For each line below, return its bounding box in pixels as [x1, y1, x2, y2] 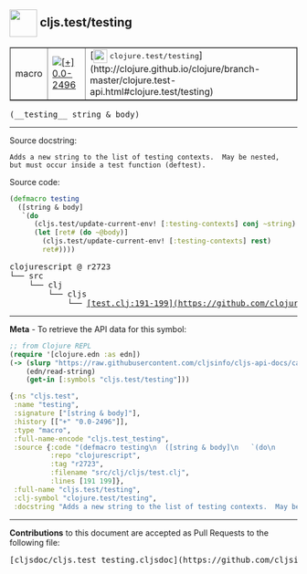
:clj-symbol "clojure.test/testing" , [13, 494, 157, 503]
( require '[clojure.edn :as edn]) [9, 350, 142, 359]
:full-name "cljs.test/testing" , [13, 485, 142, 494]
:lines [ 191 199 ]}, [49, 476, 125, 486]
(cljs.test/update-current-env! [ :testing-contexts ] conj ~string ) [33, 220, 297, 229]
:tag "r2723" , [49, 460, 104, 469]
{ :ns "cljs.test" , [9, 391, 79, 402]
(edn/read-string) [26, 367, 96, 376]
